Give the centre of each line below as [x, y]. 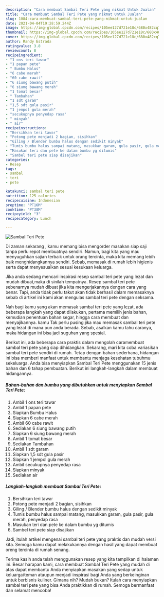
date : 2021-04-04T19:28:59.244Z [38, 23]
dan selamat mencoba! [28, 590]
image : [12, 28]
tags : [11, 169]
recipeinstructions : [27, 128]
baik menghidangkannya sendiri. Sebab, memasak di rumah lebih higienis [79, 262]
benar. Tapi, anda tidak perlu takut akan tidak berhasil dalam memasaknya [80, 292]
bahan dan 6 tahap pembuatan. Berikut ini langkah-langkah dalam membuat [82, 368]
